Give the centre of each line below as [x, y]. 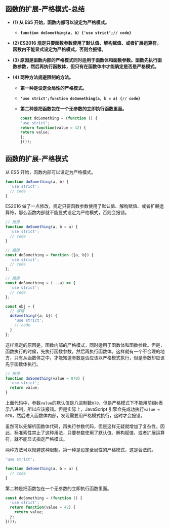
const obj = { [20, 306]
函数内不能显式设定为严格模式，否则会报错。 [59, 49]
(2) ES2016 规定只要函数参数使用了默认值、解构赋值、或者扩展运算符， [87, 43]
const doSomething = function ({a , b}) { [50, 255]
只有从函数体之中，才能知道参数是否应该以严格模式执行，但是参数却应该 [89, 357]
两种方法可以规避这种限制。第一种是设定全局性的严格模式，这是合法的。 [80, 450]
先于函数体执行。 [23, 364]
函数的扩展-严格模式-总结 [45, 9]
